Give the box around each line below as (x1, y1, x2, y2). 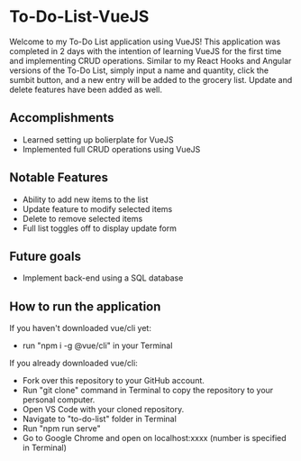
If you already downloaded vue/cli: (9, 358, 138, 369)
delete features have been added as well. (9, 84, 162, 95)
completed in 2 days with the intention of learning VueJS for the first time (9, 45, 282, 56)
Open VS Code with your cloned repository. (22, 404, 185, 415)
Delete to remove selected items (22, 213, 143, 224)
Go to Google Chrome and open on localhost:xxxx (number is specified (22, 433, 287, 444)
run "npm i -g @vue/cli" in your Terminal (22, 340, 173, 351)
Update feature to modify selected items (22, 203, 173, 214)
